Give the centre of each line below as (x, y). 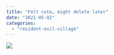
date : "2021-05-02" (31, 18)
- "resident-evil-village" (45, 29)
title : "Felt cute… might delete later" (58, 12)
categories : (21, 23)
